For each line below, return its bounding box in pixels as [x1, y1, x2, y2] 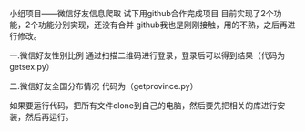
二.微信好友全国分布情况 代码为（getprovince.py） [9, 81, 198, 91]
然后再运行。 [25, 112, 74, 122]
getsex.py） [9, 62, 55, 72]
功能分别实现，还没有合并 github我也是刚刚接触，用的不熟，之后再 [37, 19, 289, 30]
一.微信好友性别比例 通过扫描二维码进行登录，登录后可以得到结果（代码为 [9, 50, 285, 61]
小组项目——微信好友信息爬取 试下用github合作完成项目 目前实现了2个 [9, 8, 275, 18]
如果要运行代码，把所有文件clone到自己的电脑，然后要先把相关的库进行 [9, 100, 278, 111]
